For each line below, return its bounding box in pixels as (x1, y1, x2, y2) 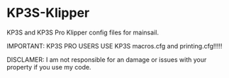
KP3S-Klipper (6, 5, 90, 21)
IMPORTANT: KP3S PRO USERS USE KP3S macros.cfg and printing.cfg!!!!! (6, 41, 223, 50)
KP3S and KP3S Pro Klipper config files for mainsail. (6, 28, 159, 37)
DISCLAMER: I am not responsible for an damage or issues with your (6, 55, 207, 64)
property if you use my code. (6, 63, 91, 71)
